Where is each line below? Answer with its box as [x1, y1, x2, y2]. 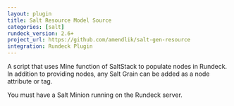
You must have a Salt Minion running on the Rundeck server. [7, 91, 183, 99]
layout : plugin [7, 10, 52, 18]
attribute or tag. [7, 77, 53, 85]
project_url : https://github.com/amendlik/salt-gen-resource [7, 37, 191, 44]
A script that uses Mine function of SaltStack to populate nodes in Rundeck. [7, 62, 228, 70]
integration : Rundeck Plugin [7, 43, 93, 50]
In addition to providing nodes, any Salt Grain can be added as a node [7, 69, 210, 78]
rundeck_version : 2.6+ [7, 29, 74, 37]
